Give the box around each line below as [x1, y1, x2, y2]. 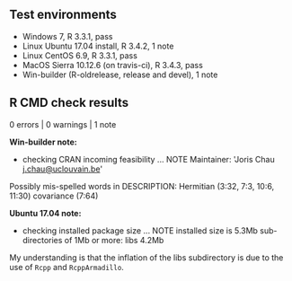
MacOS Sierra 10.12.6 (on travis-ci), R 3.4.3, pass [22, 59, 204, 70]
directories [22, 234, 63, 245]
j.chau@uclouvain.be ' [22, 163, 103, 174]
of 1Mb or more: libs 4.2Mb [64, 234, 164, 245]
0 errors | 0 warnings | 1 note [9, 119, 117, 129]
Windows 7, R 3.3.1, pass [22, 31, 114, 41]
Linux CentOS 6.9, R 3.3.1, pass [22, 49, 137, 61]
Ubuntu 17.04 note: [9, 207, 82, 218]
